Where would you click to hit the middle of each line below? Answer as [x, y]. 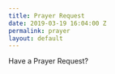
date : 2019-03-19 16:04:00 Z [57, 23]
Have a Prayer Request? [49, 61]
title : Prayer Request [47, 16]
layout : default [36, 38]
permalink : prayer [39, 31]
